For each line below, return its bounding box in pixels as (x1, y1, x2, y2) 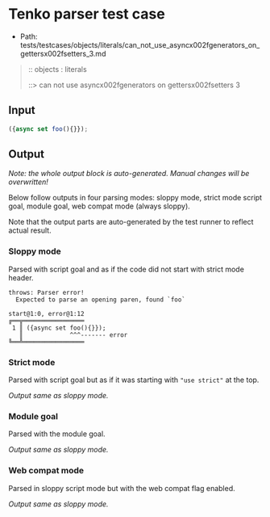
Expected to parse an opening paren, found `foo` (15, 296, 185, 304)
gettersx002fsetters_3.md (19, 48, 106, 58)
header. (8, 272, 34, 283)
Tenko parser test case (8, 5, 165, 23)
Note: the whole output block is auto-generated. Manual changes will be (8, 169, 250, 179)
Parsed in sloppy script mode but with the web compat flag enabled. (8, 483, 235, 493)
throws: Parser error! (8, 288, 85, 296)
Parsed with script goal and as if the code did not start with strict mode (8, 264, 244, 274)
